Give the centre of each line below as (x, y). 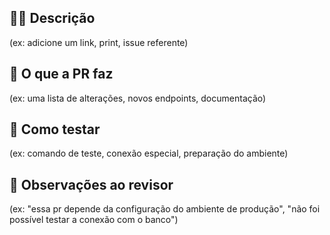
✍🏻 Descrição (52, 18)
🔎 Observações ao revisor (91, 184)
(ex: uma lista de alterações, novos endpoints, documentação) (138, 98)
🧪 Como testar (55, 129)
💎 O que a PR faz (61, 74)
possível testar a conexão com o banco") (94, 220)
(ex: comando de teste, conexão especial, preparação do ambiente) (149, 153)
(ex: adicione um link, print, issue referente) (99, 42)
